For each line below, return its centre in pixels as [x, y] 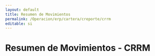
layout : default [22, 10]
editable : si [19, 24]
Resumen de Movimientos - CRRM [78, 48]
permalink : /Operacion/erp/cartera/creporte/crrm [58, 19]
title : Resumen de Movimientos [38, 14]
